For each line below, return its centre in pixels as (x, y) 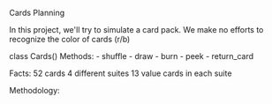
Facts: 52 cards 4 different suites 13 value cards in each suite (121, 73)
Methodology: (34, 90)
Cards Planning (37, 13)
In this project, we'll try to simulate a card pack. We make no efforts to (136, 30)
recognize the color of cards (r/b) (70, 39)
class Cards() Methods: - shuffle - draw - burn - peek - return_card (132, 56)
